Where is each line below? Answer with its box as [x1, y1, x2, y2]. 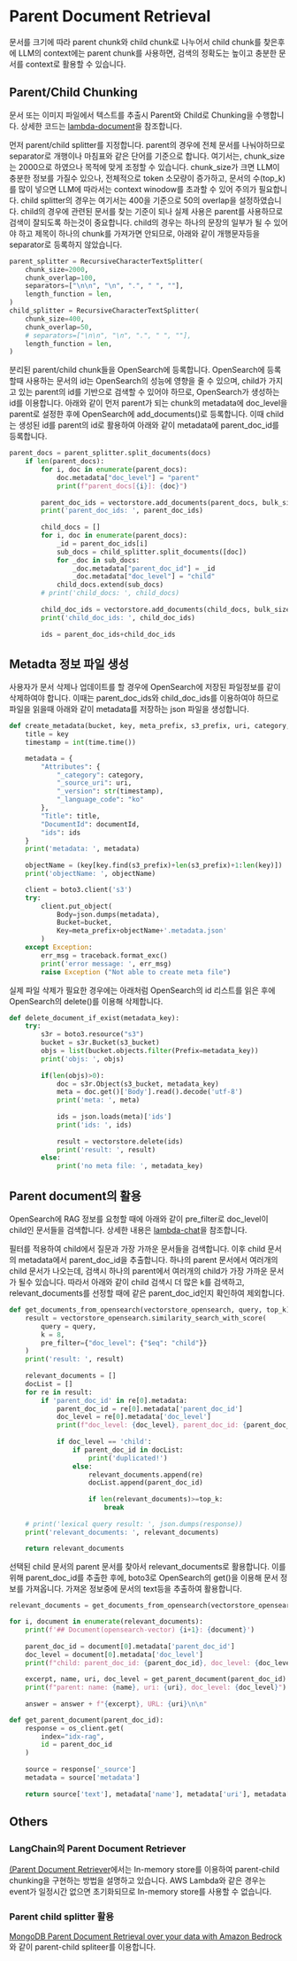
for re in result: [25, 1388, 93, 1397]
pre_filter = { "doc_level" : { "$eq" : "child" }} [41, 1338, 208, 1347]
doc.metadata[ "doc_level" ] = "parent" [56, 473, 200, 482]
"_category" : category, [56, 771, 144, 779]
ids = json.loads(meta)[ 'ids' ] [56, 1112, 172, 1121]
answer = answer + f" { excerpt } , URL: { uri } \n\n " [25, 1699, 208, 1709]
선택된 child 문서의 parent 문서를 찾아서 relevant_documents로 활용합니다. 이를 [9, 1562, 286, 1572]
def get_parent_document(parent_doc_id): [9, 1716, 164, 1725]
